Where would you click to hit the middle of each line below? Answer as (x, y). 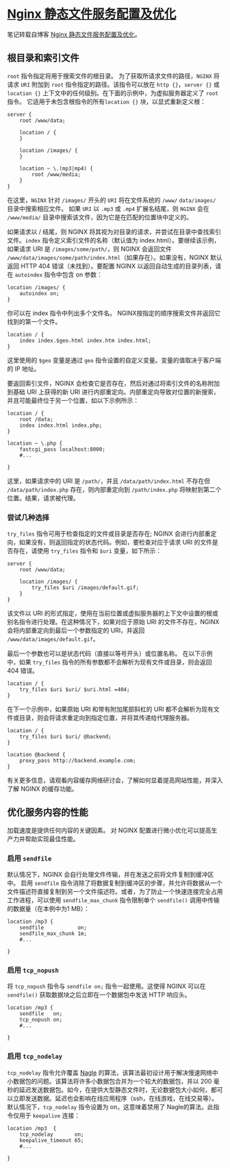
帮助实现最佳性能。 (52, 838)
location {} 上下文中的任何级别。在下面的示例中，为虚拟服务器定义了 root (113, 92)
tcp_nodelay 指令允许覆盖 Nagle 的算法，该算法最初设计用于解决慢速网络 (110, 1072)
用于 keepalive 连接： (50, 1115)
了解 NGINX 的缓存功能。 (42, 789)
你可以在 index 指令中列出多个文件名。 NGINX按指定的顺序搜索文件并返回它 (114, 313)
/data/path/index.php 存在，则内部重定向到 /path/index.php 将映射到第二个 (114, 489)
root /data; (36, 419)
